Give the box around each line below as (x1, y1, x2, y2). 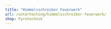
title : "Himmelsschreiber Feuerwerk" (5, 7, 83, 12)
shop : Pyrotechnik (5, 16, 43, 21)
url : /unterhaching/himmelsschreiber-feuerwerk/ (5, 12, 107, 17)
